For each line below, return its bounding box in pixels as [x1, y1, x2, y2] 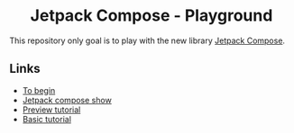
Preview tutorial [22, 104, 81, 115]
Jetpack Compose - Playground [30, 5, 273, 26]
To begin [22, 84, 56, 95]
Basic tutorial [22, 113, 72, 124]
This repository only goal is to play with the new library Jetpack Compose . [9, 35, 286, 46]
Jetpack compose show [22, 94, 113, 105]
